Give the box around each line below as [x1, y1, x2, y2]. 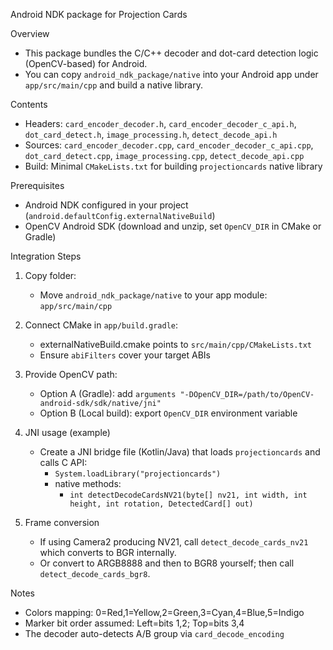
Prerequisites [10, 180, 65, 191]
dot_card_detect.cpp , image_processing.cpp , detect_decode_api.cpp [24, 150, 305, 161]
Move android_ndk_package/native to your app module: [39, 289, 268, 301]
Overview [10, 28, 50, 39]
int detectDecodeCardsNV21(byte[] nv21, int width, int [69, 490, 308, 500]
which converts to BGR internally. [39, 547, 177, 558]
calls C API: [39, 457, 88, 468]
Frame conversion [24, 517, 100, 528]
